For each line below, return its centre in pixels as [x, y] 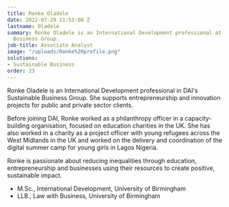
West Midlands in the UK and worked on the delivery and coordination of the [115, 140]
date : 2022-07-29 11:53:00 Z [49, 20]
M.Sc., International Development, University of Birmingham [101, 188]
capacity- [198, 118]
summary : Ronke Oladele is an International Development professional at [114, 33]
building [18, 125]
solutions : [23, 58]
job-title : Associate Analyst [50, 45]
